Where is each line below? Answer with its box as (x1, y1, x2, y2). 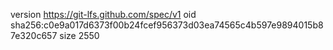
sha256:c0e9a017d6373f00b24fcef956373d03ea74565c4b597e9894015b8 (10, 19, 324, 31)
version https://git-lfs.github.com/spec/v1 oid (10, 9, 197, 20)
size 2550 (59, 30, 100, 41)
